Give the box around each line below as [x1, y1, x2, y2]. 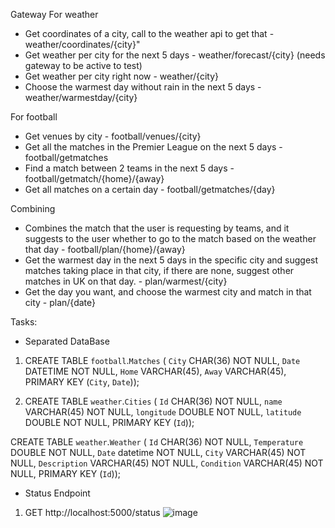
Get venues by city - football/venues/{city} [24, 130, 202, 142]
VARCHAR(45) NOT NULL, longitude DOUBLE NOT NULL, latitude [24, 406, 302, 418]
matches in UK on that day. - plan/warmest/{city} [24, 275, 228, 287]
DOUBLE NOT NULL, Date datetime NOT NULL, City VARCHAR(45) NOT [10, 447, 307, 458]
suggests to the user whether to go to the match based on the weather [24, 233, 317, 244]
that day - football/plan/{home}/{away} [24, 244, 186, 255]
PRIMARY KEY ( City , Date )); [24, 376, 140, 388]
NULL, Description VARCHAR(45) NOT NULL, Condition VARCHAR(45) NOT [10, 457, 324, 469]
